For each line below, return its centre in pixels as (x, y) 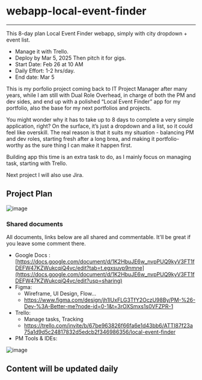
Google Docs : (32, 255)
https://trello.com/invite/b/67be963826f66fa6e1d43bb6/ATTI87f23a (109, 326)
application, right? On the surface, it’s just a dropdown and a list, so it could (99, 126)
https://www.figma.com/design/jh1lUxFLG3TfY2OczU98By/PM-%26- (110, 300)
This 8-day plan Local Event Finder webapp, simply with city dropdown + (97, 33)
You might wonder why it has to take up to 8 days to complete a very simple (100, 119)
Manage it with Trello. (42, 51)
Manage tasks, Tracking (54, 319)
